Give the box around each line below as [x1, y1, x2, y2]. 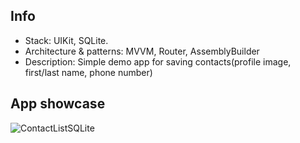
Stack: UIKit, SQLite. [24, 34, 109, 46]
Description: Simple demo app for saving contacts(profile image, [24, 55, 292, 68]
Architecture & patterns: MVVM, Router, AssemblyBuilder [24, 45, 260, 57]
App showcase [10, 95, 106, 113]
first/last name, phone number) [24, 66, 153, 78]
